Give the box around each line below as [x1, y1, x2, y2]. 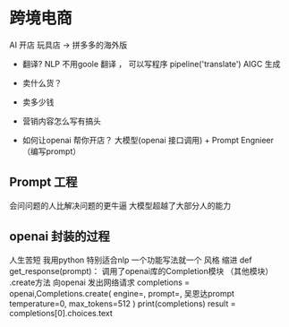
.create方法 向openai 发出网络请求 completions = [9, 277, 191, 288]
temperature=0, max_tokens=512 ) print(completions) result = [9, 297, 236, 309]
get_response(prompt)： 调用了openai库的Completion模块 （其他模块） [9, 265, 274, 276]
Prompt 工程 [9, 175, 78, 190]
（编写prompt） [21, 145, 81, 157]
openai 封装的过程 [9, 229, 110, 245]
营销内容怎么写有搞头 [21, 116, 101, 126]
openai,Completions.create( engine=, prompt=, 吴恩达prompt [9, 288, 235, 298]
